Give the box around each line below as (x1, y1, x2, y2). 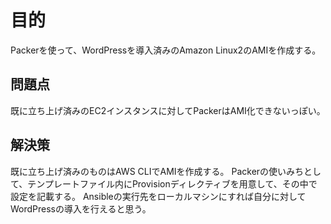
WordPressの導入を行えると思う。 (10, 202, 152, 215)
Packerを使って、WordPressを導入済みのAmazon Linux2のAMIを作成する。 (10, 44, 322, 56)
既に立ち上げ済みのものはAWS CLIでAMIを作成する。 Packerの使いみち (10, 165, 305, 177)
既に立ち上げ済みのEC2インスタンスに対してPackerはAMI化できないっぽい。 (10, 104, 326, 116)
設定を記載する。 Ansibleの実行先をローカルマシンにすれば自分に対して (10, 190, 307, 202)
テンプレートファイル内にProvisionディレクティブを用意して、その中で (27, 177, 318, 190)
